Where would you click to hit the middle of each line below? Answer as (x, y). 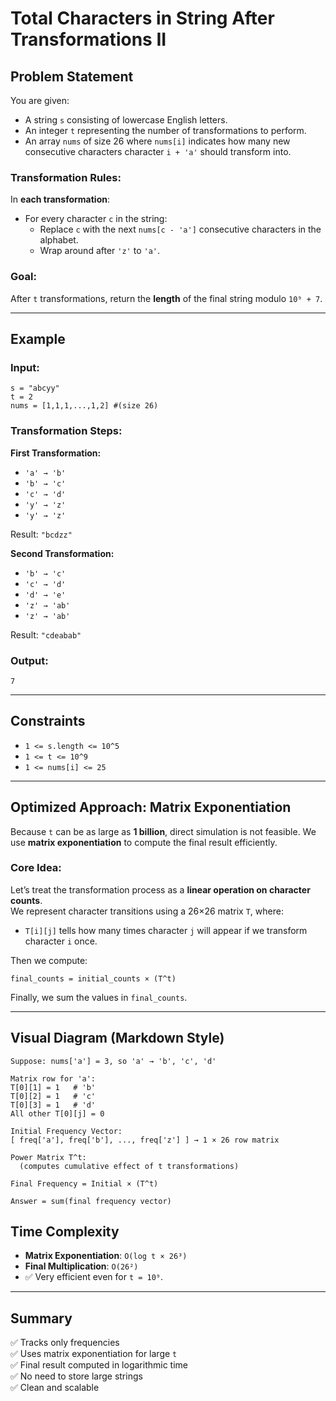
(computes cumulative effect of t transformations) (129, 1166)
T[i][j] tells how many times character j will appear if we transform (166, 930)
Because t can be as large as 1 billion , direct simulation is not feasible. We (163, 831)
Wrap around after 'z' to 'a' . (100, 251)
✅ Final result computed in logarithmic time (99, 1365)
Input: (25, 367)
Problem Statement (72, 76)
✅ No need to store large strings (76, 1376)
